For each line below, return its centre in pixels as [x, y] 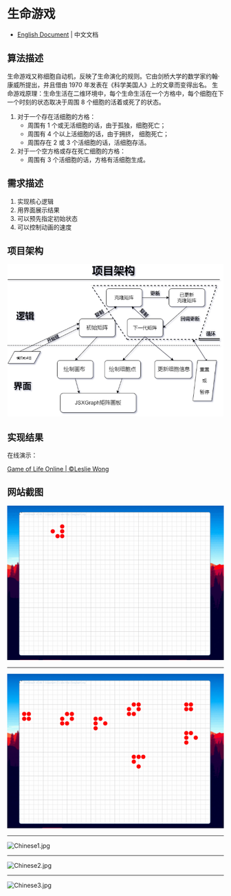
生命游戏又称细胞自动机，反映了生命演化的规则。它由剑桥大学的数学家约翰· [113, 76]
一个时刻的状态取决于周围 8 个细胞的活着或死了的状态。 [86, 102]
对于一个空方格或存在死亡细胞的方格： [71, 151]
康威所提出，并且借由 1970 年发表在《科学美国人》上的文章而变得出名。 [109, 85]
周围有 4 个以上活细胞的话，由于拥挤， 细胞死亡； [98, 134]
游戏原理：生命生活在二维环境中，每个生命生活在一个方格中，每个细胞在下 [118, 93]
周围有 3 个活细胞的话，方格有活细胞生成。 [88, 160]
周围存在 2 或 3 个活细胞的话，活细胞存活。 [89, 142]
